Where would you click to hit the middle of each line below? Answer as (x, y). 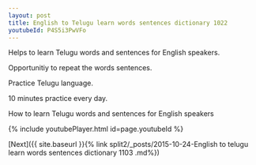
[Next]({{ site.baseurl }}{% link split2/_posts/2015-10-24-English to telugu (128, 144)
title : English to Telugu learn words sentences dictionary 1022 (118, 23)
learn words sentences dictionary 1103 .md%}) (84, 153)
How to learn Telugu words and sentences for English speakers (111, 114)
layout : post (30, 15)
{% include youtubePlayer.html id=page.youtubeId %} (96, 129)
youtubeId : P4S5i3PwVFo (47, 30)
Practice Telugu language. (51, 83)
